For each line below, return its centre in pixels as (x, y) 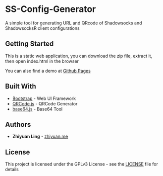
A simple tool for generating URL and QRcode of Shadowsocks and (74, 23)
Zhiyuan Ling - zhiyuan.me (40, 136)
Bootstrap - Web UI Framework (44, 98)
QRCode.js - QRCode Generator (45, 103)
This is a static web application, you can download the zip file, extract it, (79, 56)
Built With (21, 86)
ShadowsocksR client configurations (43, 28)
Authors (18, 125)
